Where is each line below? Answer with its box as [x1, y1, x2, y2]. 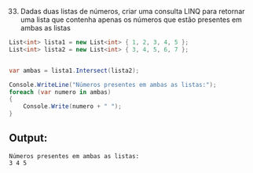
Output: [9, 132, 48, 145]
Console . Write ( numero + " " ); [23, 103, 123, 110]
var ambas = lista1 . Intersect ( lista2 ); [9, 67, 140, 74]
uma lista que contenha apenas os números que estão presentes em [20, 15, 243, 24]
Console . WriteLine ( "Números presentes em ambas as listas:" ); [9, 81, 217, 88]
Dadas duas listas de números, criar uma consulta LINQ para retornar [20, 7, 246, 16]
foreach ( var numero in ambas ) [9, 88, 112, 96]
